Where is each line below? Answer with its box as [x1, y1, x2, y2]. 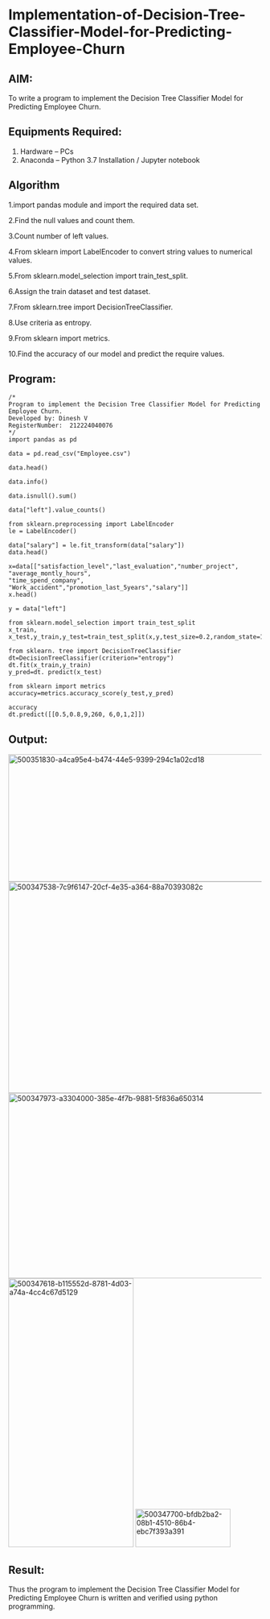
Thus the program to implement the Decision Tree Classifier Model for [8, 1584, 240, 1594]
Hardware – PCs [19, 147, 74, 156]
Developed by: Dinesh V [8, 415, 88, 423]
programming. [8, 1601, 55, 1612]
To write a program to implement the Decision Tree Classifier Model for [8, 93, 243, 102]
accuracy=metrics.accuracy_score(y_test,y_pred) [8, 689, 174, 698]
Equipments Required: [8, 125, 122, 139]
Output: [8, 732, 48, 746]
